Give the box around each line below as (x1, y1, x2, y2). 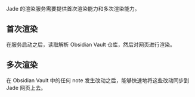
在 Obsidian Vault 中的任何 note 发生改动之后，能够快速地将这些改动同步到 (6, 76, 190, 84)
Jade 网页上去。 (6, 84, 47, 91)
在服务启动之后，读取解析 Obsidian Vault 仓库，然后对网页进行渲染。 (6, 41, 176, 48)
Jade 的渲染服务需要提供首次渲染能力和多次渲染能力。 (6, 5, 140, 12)
